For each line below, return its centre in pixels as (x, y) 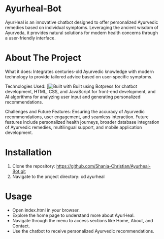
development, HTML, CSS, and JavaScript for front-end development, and (81, 91)
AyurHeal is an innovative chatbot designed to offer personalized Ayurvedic (82, 22)
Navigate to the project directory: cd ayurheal (58, 176)
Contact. (21, 226)
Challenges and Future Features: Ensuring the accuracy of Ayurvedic (75, 111)
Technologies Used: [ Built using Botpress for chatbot (71, 86)
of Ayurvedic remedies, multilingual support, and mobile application (74, 127)
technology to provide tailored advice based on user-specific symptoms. (79, 76)
